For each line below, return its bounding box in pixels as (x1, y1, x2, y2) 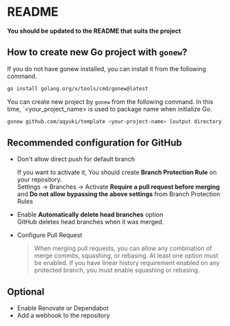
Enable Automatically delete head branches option (16, 210, 164, 219)
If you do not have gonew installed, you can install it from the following (7, 64, 207, 72)
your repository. (16, 176, 62, 184)
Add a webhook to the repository (16, 312, 110, 320)
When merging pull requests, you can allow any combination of (34, 244, 212, 253)
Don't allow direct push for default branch (16, 155, 136, 163)
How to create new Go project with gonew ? (7, 46, 188, 58)
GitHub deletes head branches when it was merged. (16, 218, 164, 226)
